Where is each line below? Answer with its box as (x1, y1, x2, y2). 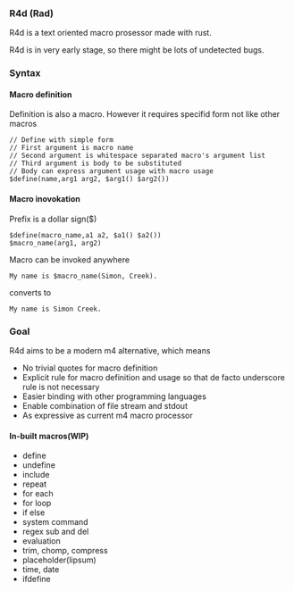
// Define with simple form (9, 136, 114, 145)
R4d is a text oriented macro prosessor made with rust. (9, 28, 212, 38)
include (21, 470, 50, 480)
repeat (21, 479, 47, 489)
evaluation (21, 536, 61, 546)
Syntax (9, 67, 41, 79)
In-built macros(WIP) (9, 430, 89, 441)
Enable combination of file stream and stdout (21, 400, 188, 411)
